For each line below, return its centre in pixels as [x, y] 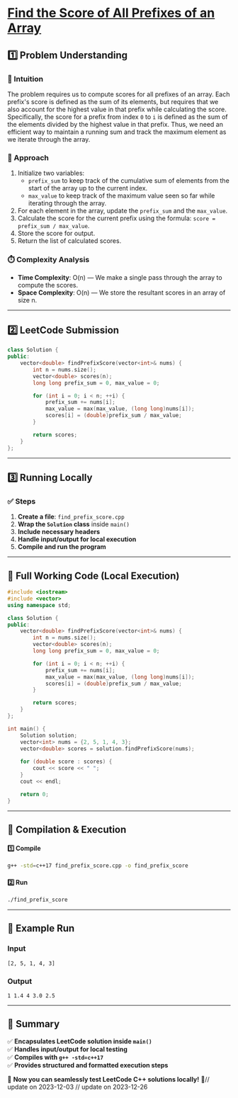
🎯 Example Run [41, 928]
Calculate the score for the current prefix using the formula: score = [117, 218]
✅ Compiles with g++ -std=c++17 [56, 1057]
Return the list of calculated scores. [69, 241]
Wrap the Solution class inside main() [73, 524]
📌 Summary [34, 1024]
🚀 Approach [28, 157]
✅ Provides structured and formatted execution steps [88, 1065]
